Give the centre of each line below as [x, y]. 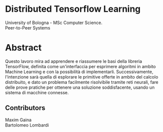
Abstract [23, 48]
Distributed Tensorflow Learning [73, 9]
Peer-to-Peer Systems [28, 27]
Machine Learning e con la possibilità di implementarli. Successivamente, [79, 72]
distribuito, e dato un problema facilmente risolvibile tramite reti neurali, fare [82, 82]
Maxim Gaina [18, 120]
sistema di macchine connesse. [37, 92]
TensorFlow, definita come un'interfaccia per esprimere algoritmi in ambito [81, 66]
